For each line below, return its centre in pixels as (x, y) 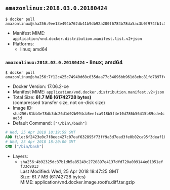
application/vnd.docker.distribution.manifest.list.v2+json (77, 39)
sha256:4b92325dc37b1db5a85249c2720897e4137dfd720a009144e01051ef (92, 162)
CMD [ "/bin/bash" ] (25, 147)
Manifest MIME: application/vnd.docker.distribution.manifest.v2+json (88, 92)
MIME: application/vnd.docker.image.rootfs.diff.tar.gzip (77, 182)
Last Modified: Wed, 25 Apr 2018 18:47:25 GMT (70, 171)
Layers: (20, 156)
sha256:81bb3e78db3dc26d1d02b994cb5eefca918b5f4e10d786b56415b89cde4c (89, 114)
